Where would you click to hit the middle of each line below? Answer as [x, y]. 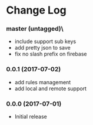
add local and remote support [51, 88]
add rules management [43, 82]
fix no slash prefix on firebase [51, 54]
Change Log [36, 10]
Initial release [31, 117]
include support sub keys [45, 41]
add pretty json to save [42, 48]
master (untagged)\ [35, 29]
